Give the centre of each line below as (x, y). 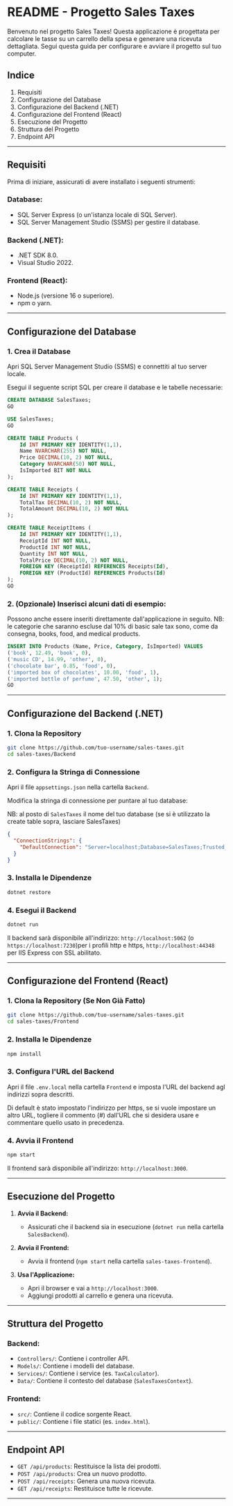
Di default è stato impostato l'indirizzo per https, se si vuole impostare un (112, 1108)
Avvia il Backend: (43, 1213)
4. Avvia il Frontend (41, 1140)
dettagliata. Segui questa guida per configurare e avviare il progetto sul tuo (114, 46)
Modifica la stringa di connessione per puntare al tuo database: (98, 801)
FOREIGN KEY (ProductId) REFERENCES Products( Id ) (93, 573)
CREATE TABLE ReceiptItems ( (49, 528)
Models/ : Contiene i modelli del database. (76, 1366)
